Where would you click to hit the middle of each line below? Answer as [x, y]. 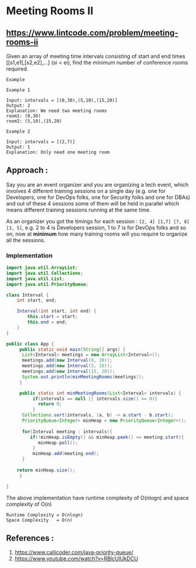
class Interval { [28, 295]
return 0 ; [50, 404]
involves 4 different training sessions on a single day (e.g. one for [86, 191]
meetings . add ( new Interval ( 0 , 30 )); [67, 360]
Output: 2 [18, 105]
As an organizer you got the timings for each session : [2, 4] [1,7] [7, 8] [98, 221]
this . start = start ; [53, 317]
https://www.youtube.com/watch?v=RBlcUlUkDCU [76, 559]
